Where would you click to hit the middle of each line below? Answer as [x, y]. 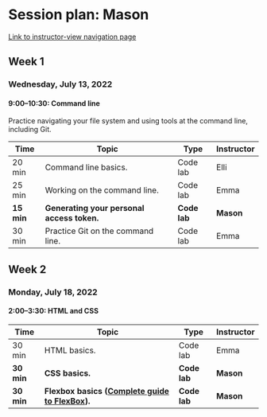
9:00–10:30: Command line [54, 103]
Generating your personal [95, 208]
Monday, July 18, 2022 [53, 292]
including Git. [30, 130]
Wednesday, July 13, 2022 [60, 84]
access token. [72, 218]
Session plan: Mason [79, 15]
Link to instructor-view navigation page [72, 37]
